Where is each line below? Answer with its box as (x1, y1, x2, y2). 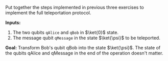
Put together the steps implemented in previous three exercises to (5, 5, 144, 10)
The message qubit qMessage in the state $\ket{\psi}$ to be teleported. (12, 35, 161, 41)
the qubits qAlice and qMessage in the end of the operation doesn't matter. (5, 50, 163, 56)
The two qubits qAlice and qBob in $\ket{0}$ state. (12, 29, 119, 35)
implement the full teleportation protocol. (5, 10, 91, 16)
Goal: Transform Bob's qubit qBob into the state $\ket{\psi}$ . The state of (5, 45, 161, 50)
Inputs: (5, 20, 21, 25)
